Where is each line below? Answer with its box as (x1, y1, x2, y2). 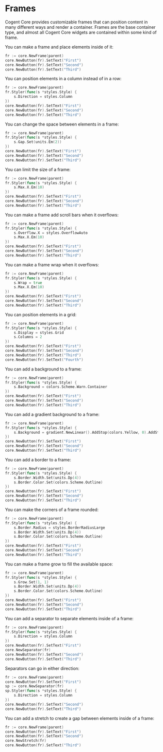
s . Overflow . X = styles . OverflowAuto (14, 230, 88, 235)
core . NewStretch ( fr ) (5, 738, 47, 743)
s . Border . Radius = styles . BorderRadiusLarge (14, 525, 105, 530)
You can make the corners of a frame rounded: (5, 507, 99, 513)
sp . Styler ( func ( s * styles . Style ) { (5, 688, 77, 694)
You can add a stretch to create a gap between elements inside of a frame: (5, 715, 154, 721)
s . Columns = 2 (14, 334, 42, 340)
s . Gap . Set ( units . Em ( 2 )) (14, 140, 62, 145)
